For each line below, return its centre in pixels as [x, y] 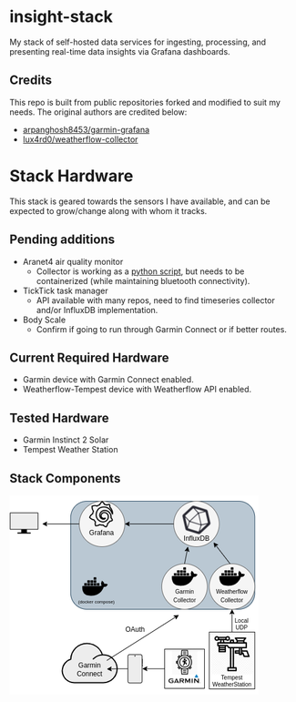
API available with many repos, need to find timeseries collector [155, 300]
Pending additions [62, 240]
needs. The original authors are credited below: [98, 112]
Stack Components [65, 478]
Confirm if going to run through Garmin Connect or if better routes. [161, 329]
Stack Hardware [71, 176]
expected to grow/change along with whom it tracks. [108, 210]
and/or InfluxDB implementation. [97, 310]
